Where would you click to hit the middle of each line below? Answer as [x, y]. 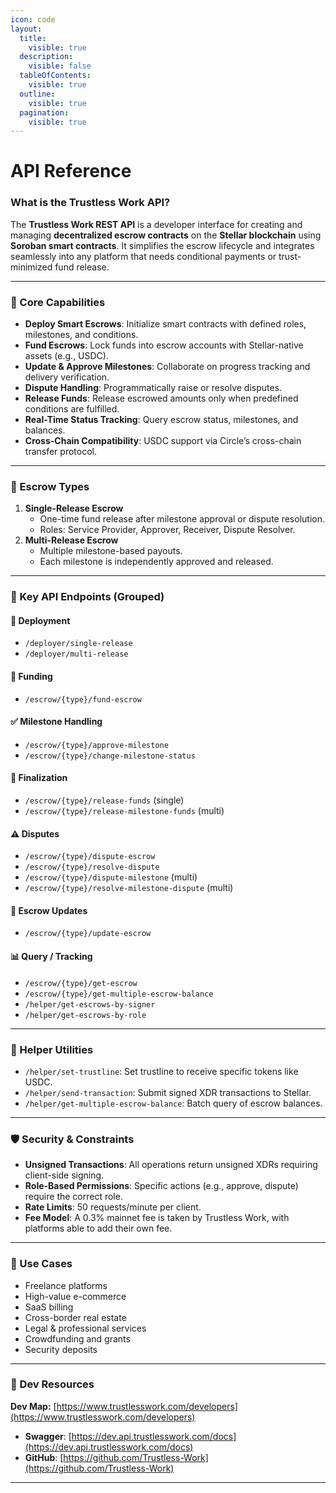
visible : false [60, 66]
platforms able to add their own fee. [98, 1228]
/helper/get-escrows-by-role [85, 1015]
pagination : [44, 112]
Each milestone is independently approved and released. [156, 562]
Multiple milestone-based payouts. [111, 551]
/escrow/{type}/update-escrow [88, 934]
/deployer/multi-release [76, 654]
